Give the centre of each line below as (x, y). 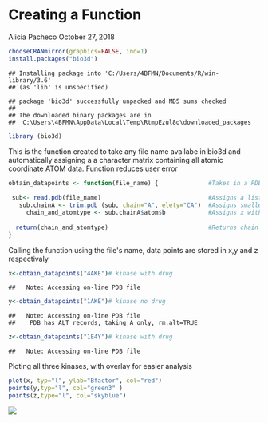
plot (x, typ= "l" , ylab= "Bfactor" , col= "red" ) (85, 381)
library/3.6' (30, 80)
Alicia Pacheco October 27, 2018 (62, 37)
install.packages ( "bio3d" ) (53, 59)
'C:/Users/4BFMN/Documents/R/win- (162, 73)
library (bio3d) (35, 136)
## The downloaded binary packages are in (80, 115)
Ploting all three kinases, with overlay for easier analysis (100, 366)
